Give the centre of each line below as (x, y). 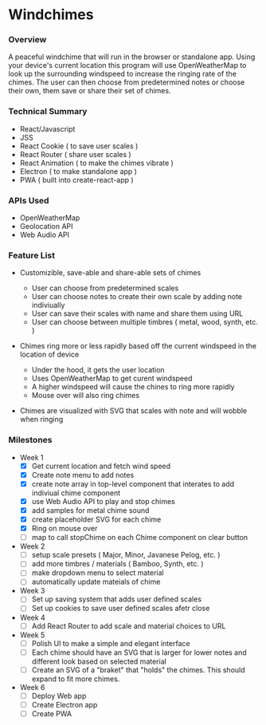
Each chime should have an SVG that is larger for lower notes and (139, 652)
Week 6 (32, 687)
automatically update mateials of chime (96, 582)
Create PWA (52, 713)
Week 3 (32, 591)
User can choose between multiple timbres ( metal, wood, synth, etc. (145, 322)
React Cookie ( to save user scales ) (79, 146)
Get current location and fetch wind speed (101, 466)
